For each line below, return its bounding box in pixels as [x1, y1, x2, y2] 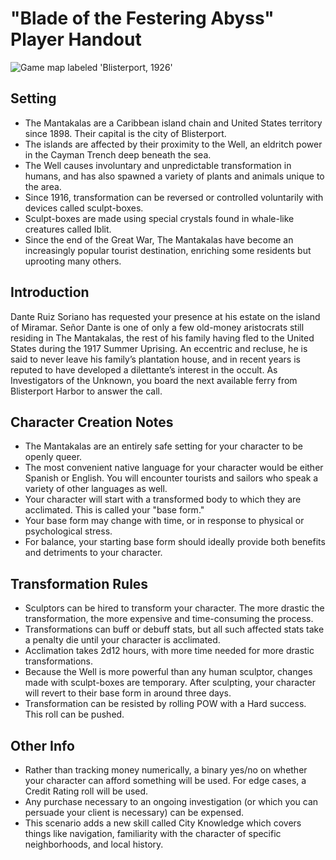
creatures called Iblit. [24, 223, 112, 235]
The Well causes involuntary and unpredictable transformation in [24, 159, 292, 171]
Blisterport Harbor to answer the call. [10, 385, 163, 397]
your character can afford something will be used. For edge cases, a [24, 775, 307, 786]
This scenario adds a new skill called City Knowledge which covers [24, 817, 302, 829]
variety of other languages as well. [24, 483, 168, 495]
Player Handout [10, 28, 142, 51]
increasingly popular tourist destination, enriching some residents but [24, 244, 312, 256]
